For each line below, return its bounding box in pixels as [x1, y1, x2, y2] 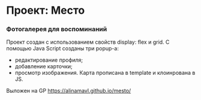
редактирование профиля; [14, 56, 83, 63]
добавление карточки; [14, 63, 73, 70]
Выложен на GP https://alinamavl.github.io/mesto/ [6, 87, 131, 95]
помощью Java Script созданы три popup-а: [6, 45, 119, 52]
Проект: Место [6, 4, 85, 17]
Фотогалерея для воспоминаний [6, 25, 107, 34]
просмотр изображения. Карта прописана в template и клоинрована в [14, 69, 196, 77]
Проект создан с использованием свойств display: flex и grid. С [6, 38, 170, 46]
